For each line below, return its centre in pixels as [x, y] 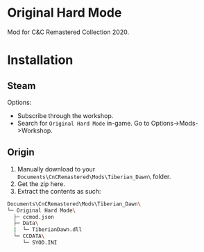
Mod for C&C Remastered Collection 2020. [68, 32]
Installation [40, 60]
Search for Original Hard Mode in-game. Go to [83, 123]
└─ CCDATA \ [29, 236]
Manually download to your [56, 169]
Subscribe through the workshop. [65, 115]
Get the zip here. [41, 184]
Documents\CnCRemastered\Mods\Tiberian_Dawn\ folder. [94, 176]
